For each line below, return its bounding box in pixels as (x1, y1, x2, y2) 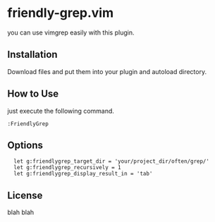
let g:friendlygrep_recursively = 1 (13, 164, 121, 171)
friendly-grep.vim (7, 5, 114, 21)
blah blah (7, 208, 35, 216)
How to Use (7, 88, 59, 100)
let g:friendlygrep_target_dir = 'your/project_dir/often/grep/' (13, 158, 210, 165)
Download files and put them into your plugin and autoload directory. (7, 67, 207, 75)
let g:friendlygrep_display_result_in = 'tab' (13, 171, 153, 178)
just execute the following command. (7, 106, 115, 115)
